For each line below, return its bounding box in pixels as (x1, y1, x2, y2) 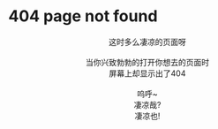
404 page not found (8, 6, 158, 27)
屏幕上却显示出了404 (109, 68, 186, 79)
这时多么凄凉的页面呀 (109, 36, 186, 47)
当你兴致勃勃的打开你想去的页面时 (86, 57, 209, 67)
